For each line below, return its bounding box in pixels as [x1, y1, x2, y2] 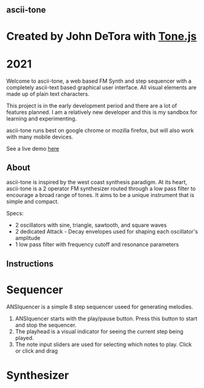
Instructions [6, 258, 54, 269]
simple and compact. [6, 198, 59, 206]
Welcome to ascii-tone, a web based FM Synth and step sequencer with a [6, 77, 192, 85]
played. [15, 334, 34, 341]
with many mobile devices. [6, 133, 74, 140]
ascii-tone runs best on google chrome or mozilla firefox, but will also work [6, 126, 194, 134]
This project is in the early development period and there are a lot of [6, 102, 177, 109]
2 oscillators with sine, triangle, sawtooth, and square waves [15, 221, 167, 229]
